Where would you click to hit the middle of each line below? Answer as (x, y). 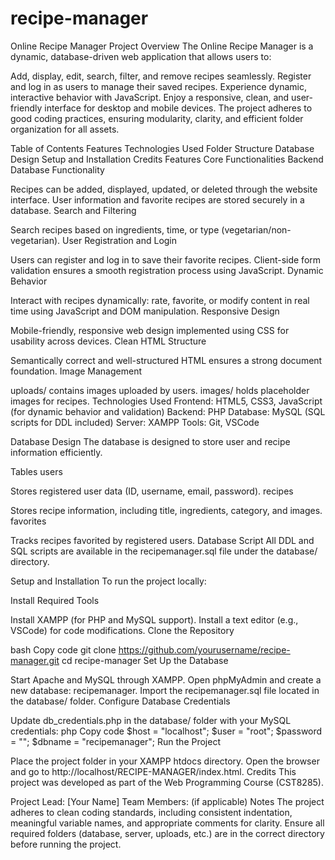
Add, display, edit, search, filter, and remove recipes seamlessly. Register (161, 76)
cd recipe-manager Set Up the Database (145, 660)
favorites (28, 521)
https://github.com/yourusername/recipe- (204, 649)
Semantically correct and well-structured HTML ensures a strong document (166, 360)
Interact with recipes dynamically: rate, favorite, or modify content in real (160, 300)
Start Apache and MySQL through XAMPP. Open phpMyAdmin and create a (166, 679)
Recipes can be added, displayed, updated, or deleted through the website (164, 189)
